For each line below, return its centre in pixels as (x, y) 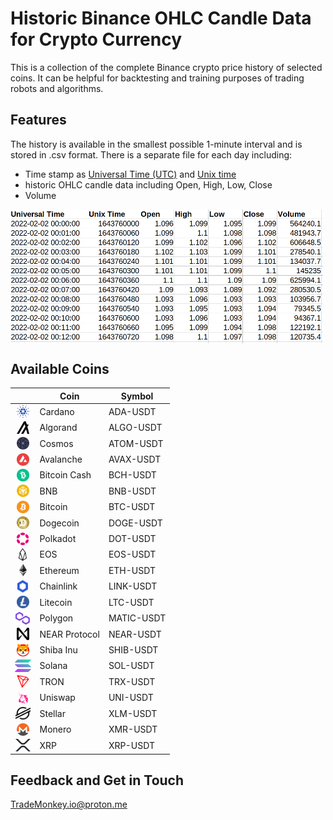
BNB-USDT (132, 491)
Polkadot (58, 539)
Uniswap (57, 698)
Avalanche (61, 459)
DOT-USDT (132, 539)
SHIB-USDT (133, 650)
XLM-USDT (133, 713)
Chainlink (58, 586)
